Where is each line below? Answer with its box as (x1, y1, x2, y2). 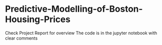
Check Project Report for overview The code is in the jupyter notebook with (5, 30, 158, 36)
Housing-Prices (5, 14, 71, 25)
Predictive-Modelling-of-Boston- (5, 3, 143, 15)
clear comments (5, 35, 38, 41)
